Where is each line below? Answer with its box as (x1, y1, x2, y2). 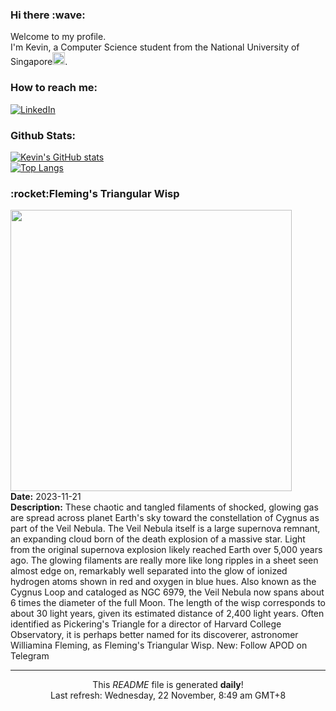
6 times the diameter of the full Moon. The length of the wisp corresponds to (10, 597, 326, 609)
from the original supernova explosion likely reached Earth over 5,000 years (10, 544, 323, 556)
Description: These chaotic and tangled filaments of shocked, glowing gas (10, 501, 319, 513)
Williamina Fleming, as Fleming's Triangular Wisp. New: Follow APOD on (10, 639, 308, 652)
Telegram (10, 650, 50, 662)
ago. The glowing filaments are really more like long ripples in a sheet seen (10, 554, 319, 567)
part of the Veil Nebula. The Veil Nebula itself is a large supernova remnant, (10, 523, 321, 535)
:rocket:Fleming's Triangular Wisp (10, 186, 180, 200)
